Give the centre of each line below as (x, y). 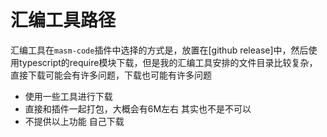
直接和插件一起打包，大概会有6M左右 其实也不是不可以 (138, 108)
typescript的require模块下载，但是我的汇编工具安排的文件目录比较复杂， (168, 62)
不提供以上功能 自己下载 (74, 121)
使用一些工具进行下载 (68, 96)
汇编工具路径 (63, 20)
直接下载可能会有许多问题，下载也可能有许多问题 (111, 75)
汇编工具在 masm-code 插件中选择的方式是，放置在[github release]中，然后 (159, 50)
